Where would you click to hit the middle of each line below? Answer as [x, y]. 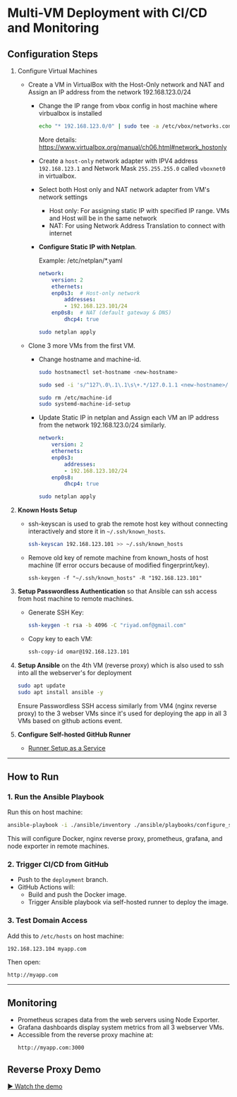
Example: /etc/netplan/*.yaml [80, 260]
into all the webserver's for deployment [74, 672]
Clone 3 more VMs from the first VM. [81, 345]
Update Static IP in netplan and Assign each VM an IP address [129, 418]
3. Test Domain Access [48, 921]
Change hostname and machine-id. [90, 359]
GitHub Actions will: [46, 887]
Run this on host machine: [45, 812]
